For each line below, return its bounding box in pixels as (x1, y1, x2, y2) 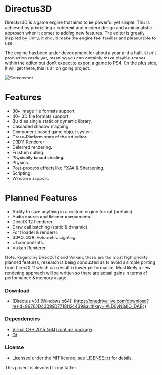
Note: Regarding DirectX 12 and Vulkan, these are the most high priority (5, 254, 148, 260)
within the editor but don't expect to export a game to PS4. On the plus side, (5, 60, 158, 66)
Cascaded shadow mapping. (12, 123, 70, 129)
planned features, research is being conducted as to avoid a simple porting (5, 259, 156, 265)
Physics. (12, 159, 29, 165)
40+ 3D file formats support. (12, 113, 70, 119)
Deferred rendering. (12, 144, 53, 150)
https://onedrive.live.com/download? (75, 298, 149, 304)
